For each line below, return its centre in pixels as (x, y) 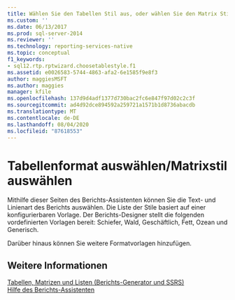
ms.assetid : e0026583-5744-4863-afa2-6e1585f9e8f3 (83, 72)
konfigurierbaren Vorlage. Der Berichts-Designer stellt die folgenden (106, 215)
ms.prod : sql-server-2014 (45, 33)
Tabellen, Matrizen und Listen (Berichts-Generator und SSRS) (96, 282)
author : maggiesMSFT (37, 79)
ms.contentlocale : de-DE (43, 118)
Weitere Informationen (58, 265)
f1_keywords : (26, 60)
